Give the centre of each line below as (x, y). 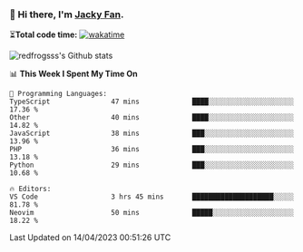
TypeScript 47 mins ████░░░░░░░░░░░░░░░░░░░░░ (152, 102)
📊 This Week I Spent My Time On (73, 74)
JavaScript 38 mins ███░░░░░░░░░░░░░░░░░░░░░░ (152, 134)
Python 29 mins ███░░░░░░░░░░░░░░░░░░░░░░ (152, 165)
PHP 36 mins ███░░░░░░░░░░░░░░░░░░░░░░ (152, 150)
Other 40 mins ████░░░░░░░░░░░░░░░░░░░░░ (152, 118)
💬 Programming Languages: (58, 94)
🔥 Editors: (30, 189)
